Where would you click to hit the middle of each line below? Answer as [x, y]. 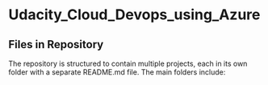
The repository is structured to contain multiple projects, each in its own [128, 63]
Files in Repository [56, 45]
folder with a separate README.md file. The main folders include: [117, 72]
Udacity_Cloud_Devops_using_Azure [134, 15]
